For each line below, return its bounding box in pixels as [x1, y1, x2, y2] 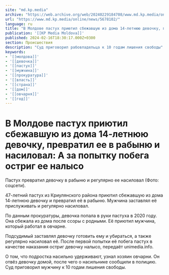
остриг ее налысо [5, 160, 84, 172]
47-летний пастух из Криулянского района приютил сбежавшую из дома [5, 192, 163, 199]
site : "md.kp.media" [5, 7, 49, 13]
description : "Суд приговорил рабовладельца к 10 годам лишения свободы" [5, 45, 163, 50]
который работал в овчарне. [5, 223, 67, 229]
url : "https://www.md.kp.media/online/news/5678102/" [5, 17, 121, 22]
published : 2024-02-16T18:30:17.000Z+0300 [5, 36, 96, 41]
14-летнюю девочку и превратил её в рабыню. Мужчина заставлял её [5, 198, 157, 204]
